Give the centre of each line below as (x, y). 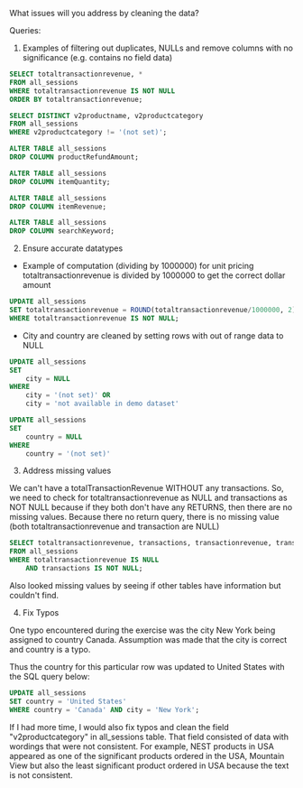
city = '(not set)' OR (68, 395)
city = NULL (48, 378)
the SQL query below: (50, 676)
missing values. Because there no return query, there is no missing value (144, 517)
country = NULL (54, 437)
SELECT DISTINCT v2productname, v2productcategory (106, 116)
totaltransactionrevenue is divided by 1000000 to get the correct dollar (154, 275)
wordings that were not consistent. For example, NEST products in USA (142, 746)
